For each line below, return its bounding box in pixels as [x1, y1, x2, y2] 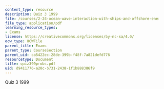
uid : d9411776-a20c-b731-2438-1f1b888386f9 [5, 66, 95, 71]
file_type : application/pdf [5, 20, 62, 26]
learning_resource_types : [5, 25, 58, 30]
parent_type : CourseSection [5, 48, 62, 53]
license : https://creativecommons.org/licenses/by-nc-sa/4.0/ [5, 35, 134, 39]
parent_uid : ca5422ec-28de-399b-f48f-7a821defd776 [5, 52, 110, 57]
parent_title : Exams [5, 43, 47, 48]
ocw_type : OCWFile [5, 39, 42, 44]
